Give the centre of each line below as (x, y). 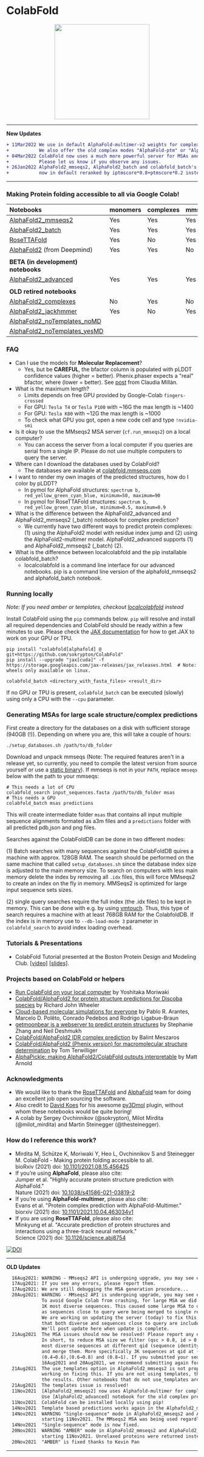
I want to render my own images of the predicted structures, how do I (102, 477)
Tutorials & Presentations (44, 944)
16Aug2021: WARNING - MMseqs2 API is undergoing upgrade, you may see (103, 1278)
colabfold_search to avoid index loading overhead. (70, 928)
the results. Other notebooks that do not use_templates (115, 1380)
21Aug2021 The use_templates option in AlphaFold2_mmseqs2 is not (99, 1368)
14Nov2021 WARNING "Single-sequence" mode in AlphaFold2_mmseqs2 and (103, 1414)
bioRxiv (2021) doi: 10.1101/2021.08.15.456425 (72, 1166)
